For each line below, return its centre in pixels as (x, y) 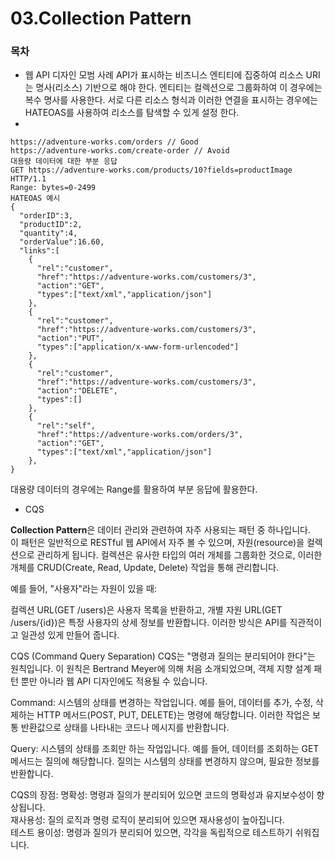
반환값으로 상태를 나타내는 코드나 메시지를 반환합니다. (125, 728)
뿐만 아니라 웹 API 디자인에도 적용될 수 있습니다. (114, 681)
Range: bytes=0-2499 (53, 188)
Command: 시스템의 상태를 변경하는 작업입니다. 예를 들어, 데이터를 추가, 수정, (162, 703)
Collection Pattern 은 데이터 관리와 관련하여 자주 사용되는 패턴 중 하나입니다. (161, 530)
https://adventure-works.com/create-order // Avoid (120, 151)
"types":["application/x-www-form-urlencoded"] (138, 347)
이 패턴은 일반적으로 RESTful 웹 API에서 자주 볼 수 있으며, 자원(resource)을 (157, 543)
